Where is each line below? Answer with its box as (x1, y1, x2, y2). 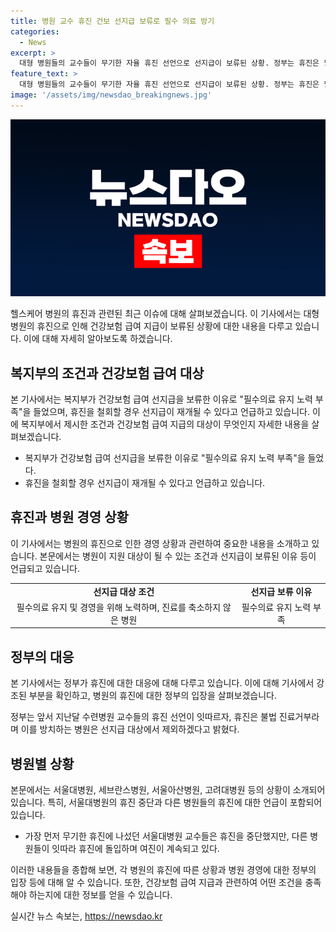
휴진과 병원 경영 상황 (10, 509, 129, 526)
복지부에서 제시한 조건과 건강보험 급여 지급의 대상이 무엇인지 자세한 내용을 (20, 418, 310, 430)
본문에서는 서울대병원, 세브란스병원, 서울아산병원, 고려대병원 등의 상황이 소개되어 (10, 784, 326, 795)
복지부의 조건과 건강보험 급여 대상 (10, 365, 205, 382)
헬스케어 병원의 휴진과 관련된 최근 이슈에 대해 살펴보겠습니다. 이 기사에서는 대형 (10, 308, 320, 320)
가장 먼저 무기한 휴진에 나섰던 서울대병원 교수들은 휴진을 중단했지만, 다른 (24, 830, 308, 842)
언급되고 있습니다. (10, 562, 81, 574)
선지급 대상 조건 (93, 585, 155, 597)
